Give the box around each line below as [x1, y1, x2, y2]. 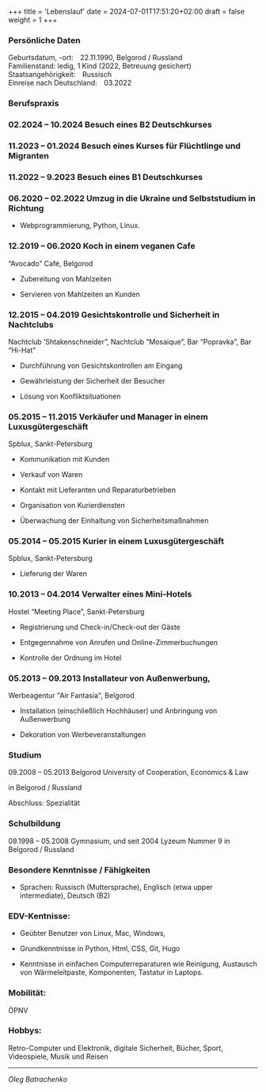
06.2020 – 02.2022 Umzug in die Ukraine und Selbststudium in [8, 193, 256, 204]
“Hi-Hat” [8, 345, 36, 355]
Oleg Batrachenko [8, 1074, 68, 1084]
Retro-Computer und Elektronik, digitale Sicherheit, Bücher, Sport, [8, 1043, 223, 1052]
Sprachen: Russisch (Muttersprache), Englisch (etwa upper [19, 882, 213, 892]
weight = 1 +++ [8, 15, 58, 25]
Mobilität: [8, 987, 46, 998]
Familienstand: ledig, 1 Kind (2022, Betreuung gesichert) [8, 61, 192, 71]
